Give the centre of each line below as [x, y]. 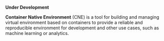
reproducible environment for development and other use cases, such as [82, 28]
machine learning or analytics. [37, 33]
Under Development [27, 7]
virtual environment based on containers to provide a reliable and [74, 23]
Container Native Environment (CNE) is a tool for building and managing [83, 17]
